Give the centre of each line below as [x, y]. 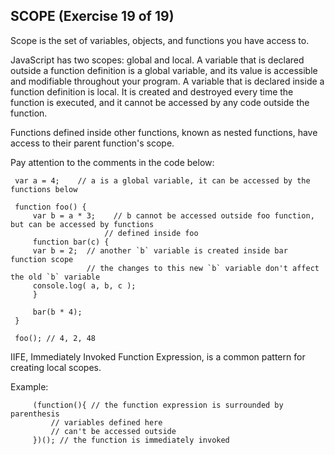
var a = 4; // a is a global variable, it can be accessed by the [162, 180]
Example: [29, 386]
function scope [42, 259]
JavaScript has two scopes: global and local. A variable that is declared [157, 60]
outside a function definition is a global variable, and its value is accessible [164, 70]
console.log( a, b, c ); [84, 285]
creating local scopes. [56, 367]
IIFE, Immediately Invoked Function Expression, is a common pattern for [158, 356]
